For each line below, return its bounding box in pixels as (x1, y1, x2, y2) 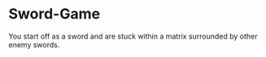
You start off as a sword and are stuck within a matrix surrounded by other (8, 31, 258, 41)
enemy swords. (8, 39, 60, 49)
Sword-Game (8, 5, 100, 23)
